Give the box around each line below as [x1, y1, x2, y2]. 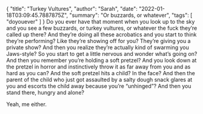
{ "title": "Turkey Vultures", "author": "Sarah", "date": [6, 5, 138, 12]
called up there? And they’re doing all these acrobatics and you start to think [6, 31, 197, 38]
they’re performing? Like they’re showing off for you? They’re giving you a [6, 38, 191, 44]
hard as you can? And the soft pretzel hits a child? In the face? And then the [6, 70, 195, 76]
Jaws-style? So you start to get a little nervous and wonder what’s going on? [6, 50, 198, 57]
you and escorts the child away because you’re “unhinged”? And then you [6, 82, 191, 90]
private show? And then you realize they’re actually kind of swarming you [6, 44, 190, 51]
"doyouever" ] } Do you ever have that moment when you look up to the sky [6, 18, 195, 25]
